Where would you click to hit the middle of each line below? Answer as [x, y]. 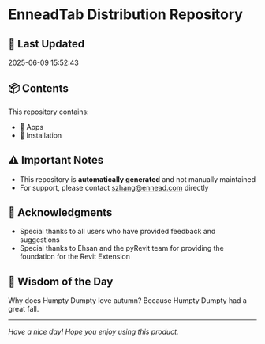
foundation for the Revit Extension [75, 257]
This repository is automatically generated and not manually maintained [138, 179]
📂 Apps [32, 127]
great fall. [24, 309]
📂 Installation [41, 135]
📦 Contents [38, 89]
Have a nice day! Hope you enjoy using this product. [93, 332]
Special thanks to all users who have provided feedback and [118, 232]
